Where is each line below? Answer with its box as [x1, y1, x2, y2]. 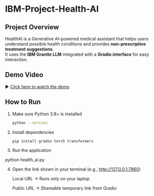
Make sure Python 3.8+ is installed [12, 111, 82, 117]
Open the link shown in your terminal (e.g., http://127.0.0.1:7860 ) [12, 166, 141, 172]
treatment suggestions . [5, 46, 54, 52]
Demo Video [5, 71, 44, 79]
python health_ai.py [5, 157, 45, 163]
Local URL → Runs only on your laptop [12, 176, 90, 182]
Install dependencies [12, 129, 55, 135]
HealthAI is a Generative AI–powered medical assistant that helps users [5, 36, 149, 42]
